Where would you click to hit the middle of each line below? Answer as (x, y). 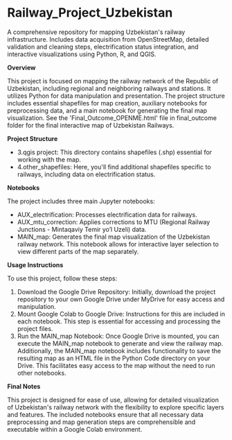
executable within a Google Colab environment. (75, 429)
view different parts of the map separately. (78, 251)
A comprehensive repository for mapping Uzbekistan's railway (96, 32)
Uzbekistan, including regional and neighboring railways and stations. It (109, 88)
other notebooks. (42, 373)
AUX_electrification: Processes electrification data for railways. (107, 214)
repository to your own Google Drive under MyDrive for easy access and (121, 299)
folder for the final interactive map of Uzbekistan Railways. (91, 125)
